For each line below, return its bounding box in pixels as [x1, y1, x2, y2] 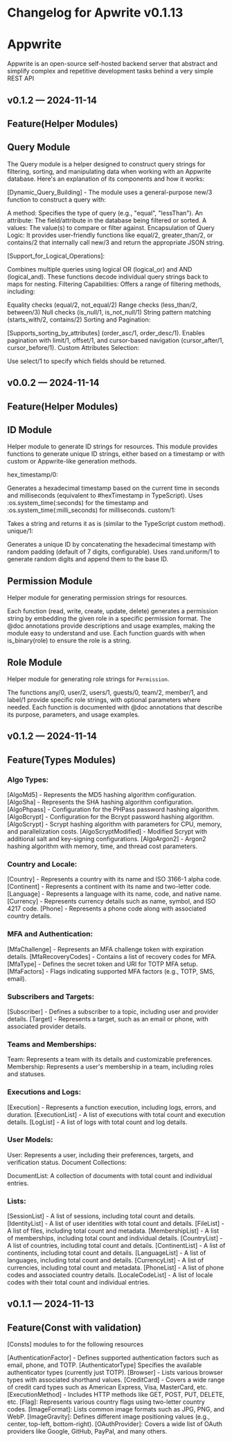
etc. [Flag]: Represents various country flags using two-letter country [7, 1398, 206, 1406]
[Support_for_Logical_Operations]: [7, 252, 105, 260]
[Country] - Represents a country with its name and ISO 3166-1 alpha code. [7, 875, 222, 883]
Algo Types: [7, 775, 49, 784]
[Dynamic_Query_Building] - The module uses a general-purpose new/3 [7, 188, 213, 196]
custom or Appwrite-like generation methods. [7, 457, 137, 466]
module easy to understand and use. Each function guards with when [7, 629, 206, 638]
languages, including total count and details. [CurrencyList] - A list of [7, 1256, 204, 1265]
